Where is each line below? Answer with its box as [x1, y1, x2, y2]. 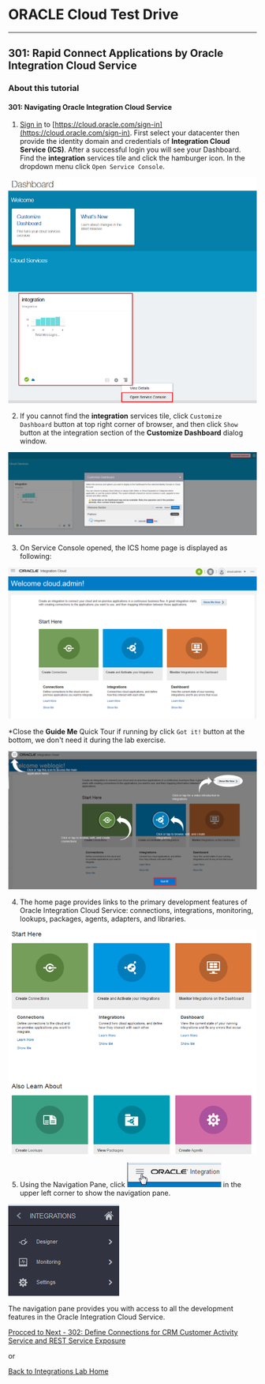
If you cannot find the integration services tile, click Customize [19, 411, 222, 420]
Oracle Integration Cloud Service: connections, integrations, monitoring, [19, 905, 254, 914]
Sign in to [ [19, 120, 55, 130]
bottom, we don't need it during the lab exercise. [8, 735, 166, 745]
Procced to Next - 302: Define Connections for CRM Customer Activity [8, 1328, 238, 1337]
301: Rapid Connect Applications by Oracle [8, 47, 223, 60]
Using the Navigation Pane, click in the [19, 1180, 242, 1190]
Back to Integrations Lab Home [8, 1367, 109, 1376]
